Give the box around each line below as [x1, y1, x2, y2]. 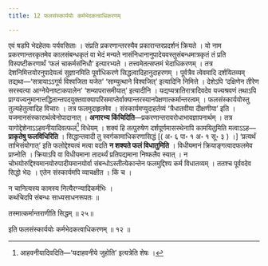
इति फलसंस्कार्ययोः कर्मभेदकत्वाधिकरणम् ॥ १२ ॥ [8, 224, 131, 234]
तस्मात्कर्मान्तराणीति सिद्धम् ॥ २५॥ [8, 208, 94, 218]
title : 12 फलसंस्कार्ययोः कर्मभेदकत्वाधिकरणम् [8, 11, 121, 20]
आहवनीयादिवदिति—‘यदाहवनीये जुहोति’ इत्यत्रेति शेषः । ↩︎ [19, 248, 164, 258]
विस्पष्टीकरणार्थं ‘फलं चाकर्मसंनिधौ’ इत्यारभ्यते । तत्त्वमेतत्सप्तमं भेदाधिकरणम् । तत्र [8, 58, 213, 68]
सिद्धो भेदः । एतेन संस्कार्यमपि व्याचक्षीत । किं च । [8, 168, 132, 177]
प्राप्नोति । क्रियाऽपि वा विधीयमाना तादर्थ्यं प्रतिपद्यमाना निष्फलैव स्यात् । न [8, 149, 188, 160]
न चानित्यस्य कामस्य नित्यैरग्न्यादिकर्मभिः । [8, 184, 113, 193]
